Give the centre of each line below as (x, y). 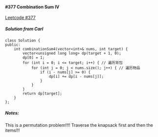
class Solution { (23, 41)
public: (13, 45)
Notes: (12, 113)
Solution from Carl (24, 29)
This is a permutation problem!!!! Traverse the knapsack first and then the (79, 125)
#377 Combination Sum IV (32, 7)
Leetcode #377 (20, 18)
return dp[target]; (43, 94)
